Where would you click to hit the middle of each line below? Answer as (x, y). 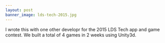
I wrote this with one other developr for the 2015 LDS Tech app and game (82, 29)
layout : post (19, 10)
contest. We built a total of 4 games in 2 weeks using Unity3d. (71, 35)
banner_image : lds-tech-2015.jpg (41, 15)
